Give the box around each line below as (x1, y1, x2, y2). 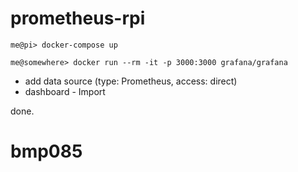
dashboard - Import (24, 85, 106, 97)
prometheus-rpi (10, 7, 146, 30)
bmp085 (10, 140, 83, 163)
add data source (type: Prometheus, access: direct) (24, 75, 238, 87)
